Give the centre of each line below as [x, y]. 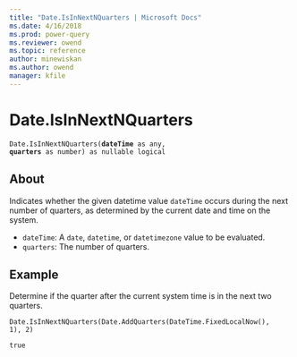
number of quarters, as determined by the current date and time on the [140, 210]
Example [34, 274]
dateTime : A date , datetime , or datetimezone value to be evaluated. [144, 237]
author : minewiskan [46, 59]
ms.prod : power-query [50, 34]
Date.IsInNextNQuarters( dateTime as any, [88, 144]
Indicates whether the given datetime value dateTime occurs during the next [149, 200]
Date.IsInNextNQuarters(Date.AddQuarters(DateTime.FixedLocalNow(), [140, 322]
